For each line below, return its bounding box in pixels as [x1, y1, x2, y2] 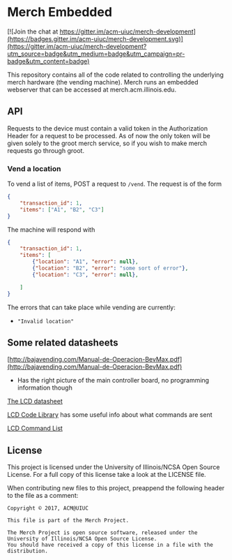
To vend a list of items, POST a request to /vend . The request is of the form [7, 179, 222, 189]
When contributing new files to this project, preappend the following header [7, 484, 225, 492]
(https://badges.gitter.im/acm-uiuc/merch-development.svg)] [7, 34, 183, 43]
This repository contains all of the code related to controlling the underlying [7, 71, 224, 79]
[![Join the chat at [7, 27, 59, 36]
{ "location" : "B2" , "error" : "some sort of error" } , [32, 265, 189, 272]
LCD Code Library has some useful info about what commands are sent [7, 411, 212, 419]
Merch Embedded [7, 4, 113, 20]
